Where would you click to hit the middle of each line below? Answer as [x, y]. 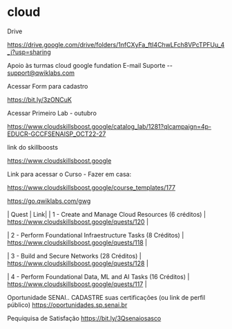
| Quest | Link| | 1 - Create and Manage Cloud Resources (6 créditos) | [106, 214]
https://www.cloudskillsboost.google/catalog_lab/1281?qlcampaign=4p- [109, 126]
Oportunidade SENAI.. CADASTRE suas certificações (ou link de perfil [106, 297]
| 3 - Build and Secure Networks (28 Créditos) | [74, 256]
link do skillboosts [33, 147]
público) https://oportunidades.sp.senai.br [67, 305]
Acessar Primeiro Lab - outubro [52, 113]
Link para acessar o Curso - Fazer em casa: [69, 174]
